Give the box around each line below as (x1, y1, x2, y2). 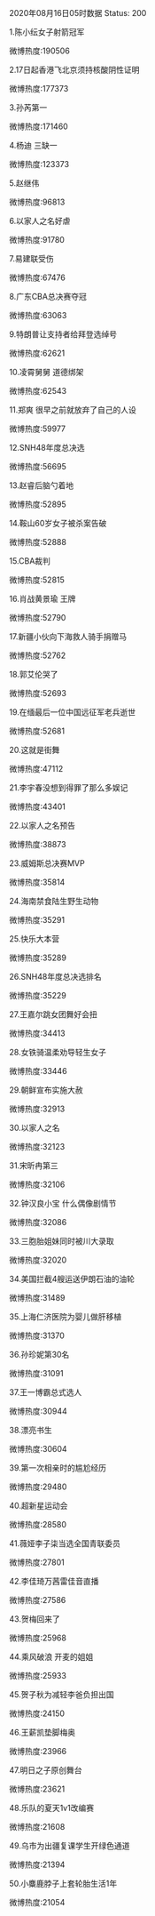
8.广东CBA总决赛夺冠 (9, 292, 87, 301)
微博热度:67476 (9, 272, 66, 283)
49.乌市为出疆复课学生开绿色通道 (9, 1840, 130, 1851)
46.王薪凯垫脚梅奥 (9, 1728, 76, 1737)
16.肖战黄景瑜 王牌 (9, 594, 76, 604)
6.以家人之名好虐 (9, 216, 71, 226)
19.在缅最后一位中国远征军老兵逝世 (9, 707, 136, 717)
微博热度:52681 (9, 726, 65, 736)
